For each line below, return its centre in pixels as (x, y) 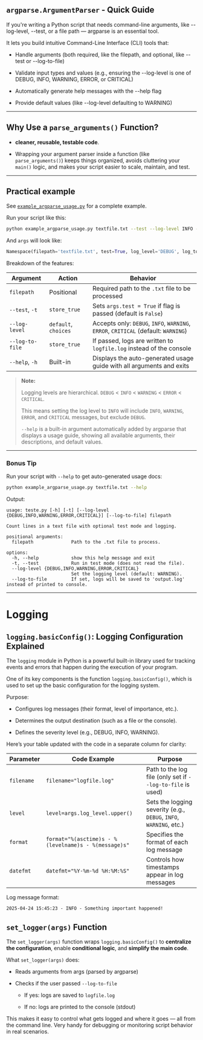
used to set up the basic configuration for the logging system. (83, 686)
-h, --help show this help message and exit (83, 558)
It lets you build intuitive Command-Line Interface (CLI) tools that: (88, 42)
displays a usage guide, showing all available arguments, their (98, 436)
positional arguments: (35, 537)
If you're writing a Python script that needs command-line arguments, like (98, 24)
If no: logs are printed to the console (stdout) (80, 1007)
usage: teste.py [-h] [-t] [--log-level (58, 510)
